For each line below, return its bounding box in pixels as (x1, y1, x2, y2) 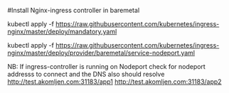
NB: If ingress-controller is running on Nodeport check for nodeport (7, 62, 206, 70)
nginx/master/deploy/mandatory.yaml (7, 28, 117, 35)
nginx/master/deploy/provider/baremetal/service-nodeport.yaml (7, 49, 196, 57)
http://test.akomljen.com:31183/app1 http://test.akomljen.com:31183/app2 (7, 77, 222, 86)
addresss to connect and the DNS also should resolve (7, 70, 165, 78)
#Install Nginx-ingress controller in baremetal (7, 6, 140, 14)
